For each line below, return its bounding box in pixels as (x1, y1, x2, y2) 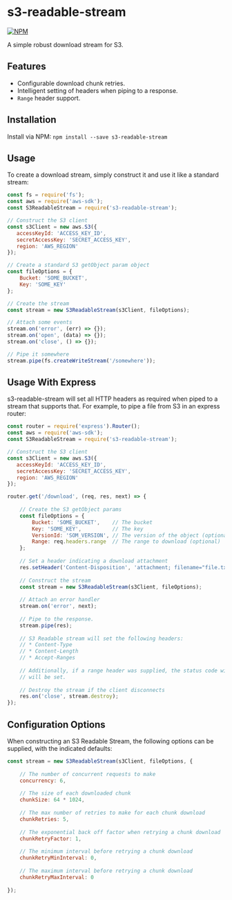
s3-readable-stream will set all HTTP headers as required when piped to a (7, 395, 218, 403)
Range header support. (17, 94, 81, 102)
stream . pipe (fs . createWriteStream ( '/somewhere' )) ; (7, 357, 156, 364)
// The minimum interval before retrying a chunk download (19, 848, 193, 855)
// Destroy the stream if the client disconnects (19, 686, 166, 693)
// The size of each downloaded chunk (19, 790, 131, 797)
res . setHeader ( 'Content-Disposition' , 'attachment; (19, 564, 171, 571)
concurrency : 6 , (19, 777, 67, 784)
